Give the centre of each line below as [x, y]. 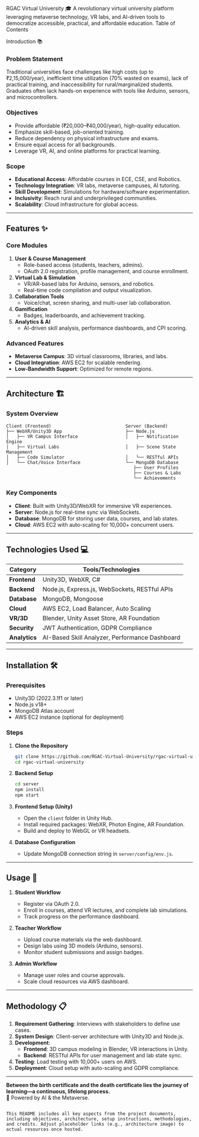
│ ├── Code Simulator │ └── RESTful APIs [92, 457]
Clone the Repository [41, 746]
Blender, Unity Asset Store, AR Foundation [101, 618]
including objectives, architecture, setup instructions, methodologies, [99, 1119]
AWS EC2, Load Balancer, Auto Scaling [97, 608]
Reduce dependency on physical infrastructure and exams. [87, 138]
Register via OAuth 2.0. [52, 904]
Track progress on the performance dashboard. [82, 916]
